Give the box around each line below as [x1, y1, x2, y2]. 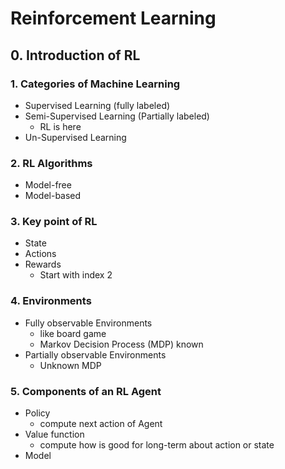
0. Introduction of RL [10, 47, 141, 64]
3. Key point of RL [10, 215, 98, 229]
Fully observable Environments [24, 317, 153, 329]
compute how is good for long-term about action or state [39, 439, 275, 451]
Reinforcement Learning [10, 7, 217, 30]
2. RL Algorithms [10, 156, 93, 170]
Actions [24, 248, 57, 260]
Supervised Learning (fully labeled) [24, 99, 171, 111]
